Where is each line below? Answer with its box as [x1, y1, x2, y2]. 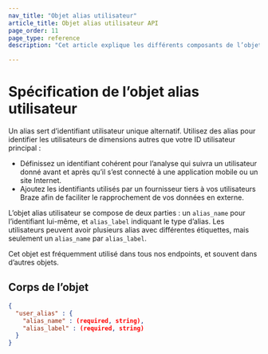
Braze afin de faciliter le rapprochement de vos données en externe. [19, 193, 245, 202]
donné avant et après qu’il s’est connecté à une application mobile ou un [19, 167, 258, 177]
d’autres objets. [8, 257, 60, 268]
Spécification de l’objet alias [8, 83, 199, 101]
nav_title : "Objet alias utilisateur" [8, 11, 137, 20]
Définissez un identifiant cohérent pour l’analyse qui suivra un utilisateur [19, 159, 258, 169]
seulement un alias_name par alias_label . [8, 233, 148, 244]
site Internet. [19, 176, 62, 185]
